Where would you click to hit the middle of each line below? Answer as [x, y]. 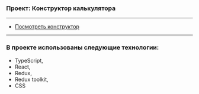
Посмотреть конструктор [47, 27]
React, [23, 67]
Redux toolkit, [31, 79]
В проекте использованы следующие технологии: [83, 47]
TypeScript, [29, 60]
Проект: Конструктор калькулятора [61, 8]
